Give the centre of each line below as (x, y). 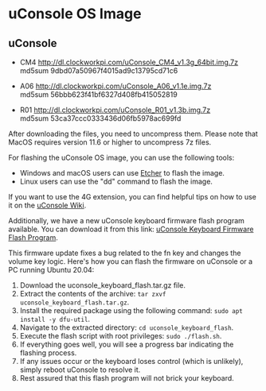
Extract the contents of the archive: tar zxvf (93, 294)
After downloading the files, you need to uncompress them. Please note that (133, 134)
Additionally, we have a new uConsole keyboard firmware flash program (127, 221)
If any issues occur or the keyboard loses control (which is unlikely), (131, 361)
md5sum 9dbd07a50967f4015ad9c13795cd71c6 (99, 71)
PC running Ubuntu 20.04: (51, 270)
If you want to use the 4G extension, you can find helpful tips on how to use (133, 197)
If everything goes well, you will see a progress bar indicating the (127, 344)
